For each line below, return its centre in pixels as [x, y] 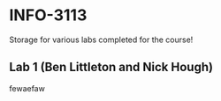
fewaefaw [27, 88]
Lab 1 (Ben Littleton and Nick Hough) [111, 67]
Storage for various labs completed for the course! [101, 40]
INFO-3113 [48, 15]
